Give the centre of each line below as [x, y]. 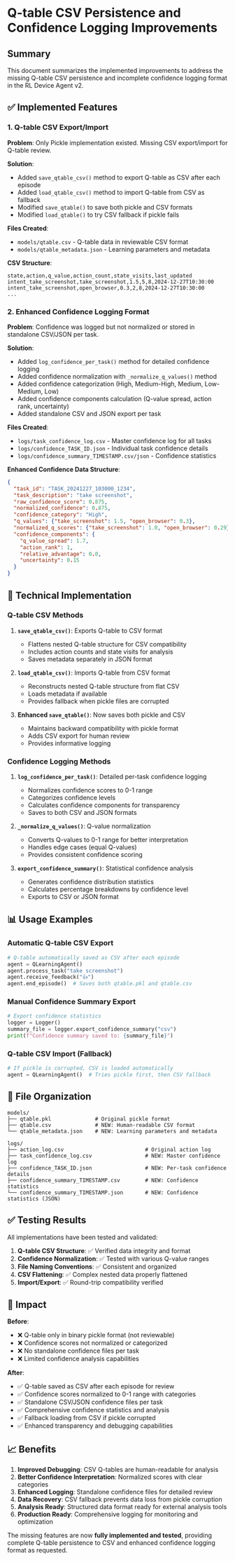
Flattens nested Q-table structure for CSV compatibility [107, 644]
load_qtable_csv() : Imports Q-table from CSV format [94, 673]
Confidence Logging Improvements [113, 28]
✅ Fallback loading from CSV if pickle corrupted [86, 1418]
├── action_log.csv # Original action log [109, 1149]
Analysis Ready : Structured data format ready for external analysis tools [122, 1507]
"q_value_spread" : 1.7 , [55, 541]
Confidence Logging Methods [59, 761]
